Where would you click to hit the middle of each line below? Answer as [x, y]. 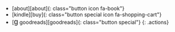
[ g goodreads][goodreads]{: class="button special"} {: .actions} [90, 22]
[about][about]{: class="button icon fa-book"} [68, 8]
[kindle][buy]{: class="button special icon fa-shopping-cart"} [87, 15]
